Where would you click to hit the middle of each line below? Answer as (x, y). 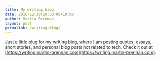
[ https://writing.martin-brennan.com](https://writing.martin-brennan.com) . (81, 53)
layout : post (19, 23)
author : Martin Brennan (30, 19)
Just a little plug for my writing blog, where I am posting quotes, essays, (78, 42)
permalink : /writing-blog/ (33, 28)
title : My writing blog (30, 10)
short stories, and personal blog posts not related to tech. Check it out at (79, 47)
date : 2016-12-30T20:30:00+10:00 (40, 14)
